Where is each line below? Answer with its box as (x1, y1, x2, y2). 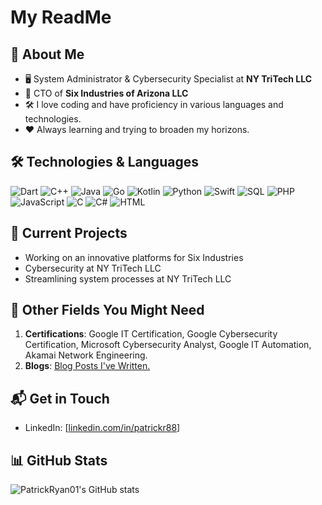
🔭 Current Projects (10, 225, 128, 242)
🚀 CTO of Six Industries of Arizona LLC (24, 87, 189, 99)
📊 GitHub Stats (10, 452, 108, 469)
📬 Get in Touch (10, 390, 110, 407)
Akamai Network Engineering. (24, 349, 148, 361)
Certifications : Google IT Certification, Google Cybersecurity (24, 328, 278, 340)
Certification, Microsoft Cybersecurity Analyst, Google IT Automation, (24, 339, 312, 351)
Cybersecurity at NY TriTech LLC (24, 262, 162, 274)
